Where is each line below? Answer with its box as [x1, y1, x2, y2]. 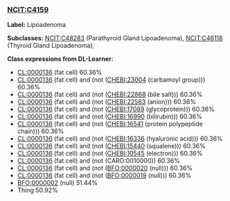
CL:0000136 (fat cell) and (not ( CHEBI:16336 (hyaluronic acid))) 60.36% [17, 134, 223, 143]
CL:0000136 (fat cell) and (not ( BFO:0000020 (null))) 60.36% [17, 164, 193, 173]
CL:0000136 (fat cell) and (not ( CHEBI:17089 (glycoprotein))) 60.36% [17, 105, 215, 114]
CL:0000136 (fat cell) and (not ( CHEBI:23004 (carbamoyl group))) [17, 76, 206, 84]
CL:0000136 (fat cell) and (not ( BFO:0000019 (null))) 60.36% [17, 171, 192, 180]
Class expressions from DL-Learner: [7, 55, 114, 63]
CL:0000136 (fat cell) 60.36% [17, 68, 103, 77]
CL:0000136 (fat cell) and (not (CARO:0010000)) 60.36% [17, 157, 180, 165]
